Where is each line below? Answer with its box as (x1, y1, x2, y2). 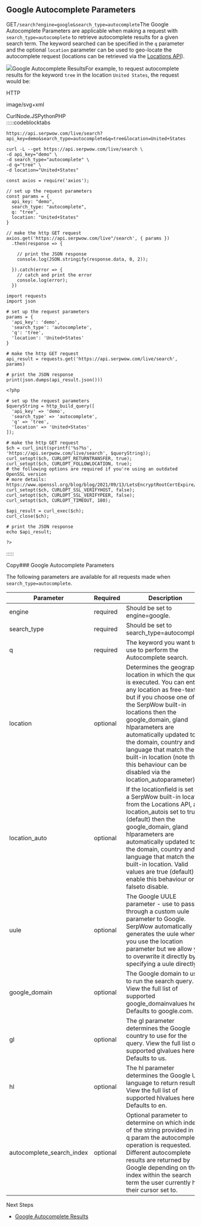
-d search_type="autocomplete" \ (6, 156, 90, 162)
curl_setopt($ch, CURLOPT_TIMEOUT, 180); (6, 497, 111, 503)
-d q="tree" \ (6, 162, 42, 168)
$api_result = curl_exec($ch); (6, 508, 84, 514)
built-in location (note (126, 753, 188, 761)
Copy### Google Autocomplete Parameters (6, 561, 115, 569)
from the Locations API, (126, 800, 193, 808)
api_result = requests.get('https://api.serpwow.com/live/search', (6, 356, 178, 362)
